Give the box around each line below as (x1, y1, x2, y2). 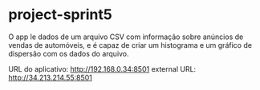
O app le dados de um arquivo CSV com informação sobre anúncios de (8, 32, 244, 41)
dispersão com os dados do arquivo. (8, 49, 130, 58)
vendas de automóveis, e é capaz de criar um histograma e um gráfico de (8, 40, 253, 49)
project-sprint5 (8, 6, 112, 24)
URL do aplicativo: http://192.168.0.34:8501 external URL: (8, 64, 197, 73)
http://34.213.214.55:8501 (8, 72, 92, 82)
